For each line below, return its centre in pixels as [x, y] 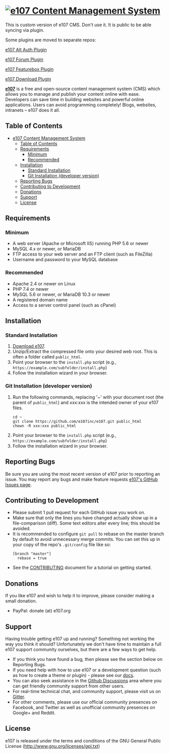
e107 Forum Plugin [24, 59]
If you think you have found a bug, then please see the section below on [88, 659]
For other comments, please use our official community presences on [85, 702]
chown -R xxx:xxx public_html [44, 426]
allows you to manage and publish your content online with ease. [73, 94]
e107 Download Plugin [28, 79]
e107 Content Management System [49, 138]
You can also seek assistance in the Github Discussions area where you [87, 680]
